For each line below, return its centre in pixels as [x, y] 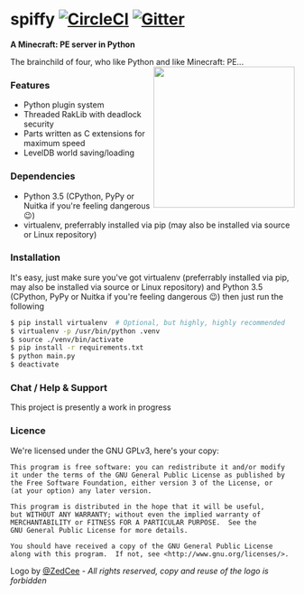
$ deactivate [35, 365]
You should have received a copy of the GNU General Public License [142, 546]
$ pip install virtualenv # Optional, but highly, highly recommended [147, 322]
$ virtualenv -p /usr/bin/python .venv [85, 331]
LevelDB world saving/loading [78, 153]
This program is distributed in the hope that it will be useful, [138, 507]
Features [30, 85]
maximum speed [54, 144]
